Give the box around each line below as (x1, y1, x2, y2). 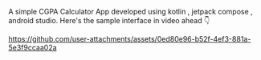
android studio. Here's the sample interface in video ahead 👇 (8, 16, 210, 25)
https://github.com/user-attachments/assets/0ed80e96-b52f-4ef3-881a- (8, 34, 251, 43)
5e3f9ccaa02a (8, 43, 58, 52)
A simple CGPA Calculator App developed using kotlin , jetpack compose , (8, 7, 253, 16)
